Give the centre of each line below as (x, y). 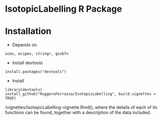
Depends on (24, 45)
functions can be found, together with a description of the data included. (78, 113)
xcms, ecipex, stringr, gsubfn (37, 54)
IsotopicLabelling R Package (63, 9)
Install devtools (27, 63)
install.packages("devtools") (36, 72)
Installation (28, 31)
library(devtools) (24, 90)
